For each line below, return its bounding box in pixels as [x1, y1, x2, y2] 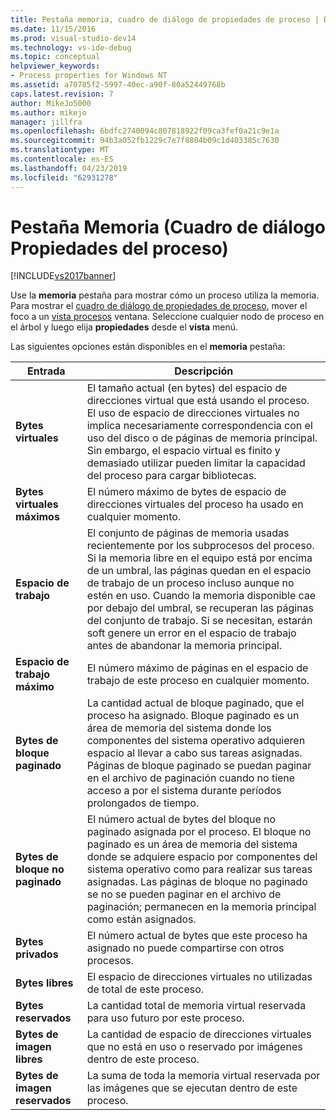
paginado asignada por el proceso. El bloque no [86, 825, 312, 839]
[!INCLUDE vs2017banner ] [10, 270, 117, 282]
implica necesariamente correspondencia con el [86, 419, 313, 433]
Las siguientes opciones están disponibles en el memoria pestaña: [10, 341, 286, 353]
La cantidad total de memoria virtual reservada [86, 999, 307, 1013]
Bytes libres [15, 976, 74, 990]
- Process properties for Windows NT [10, 71, 168, 81]
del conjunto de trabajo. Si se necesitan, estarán [86, 614, 313, 628]
